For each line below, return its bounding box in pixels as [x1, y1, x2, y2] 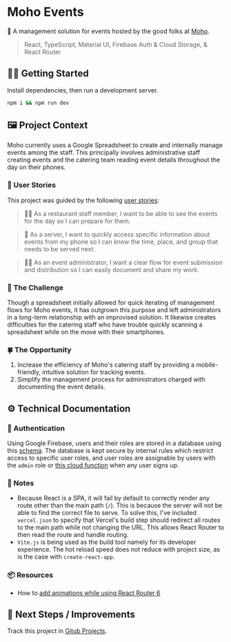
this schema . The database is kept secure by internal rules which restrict [7, 447, 214, 455]
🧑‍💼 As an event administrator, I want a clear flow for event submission [23, 258, 223, 266]
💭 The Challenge [7, 282, 63, 292]
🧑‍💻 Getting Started [7, 68, 89, 79]
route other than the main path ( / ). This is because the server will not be [17, 501, 223, 509]
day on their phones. [7, 163, 66, 171]
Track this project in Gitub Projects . [7, 627, 108, 635]
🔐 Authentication [7, 423, 66, 433]
